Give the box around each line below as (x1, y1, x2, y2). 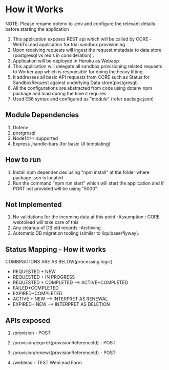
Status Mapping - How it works (5, 245, 106, 254)
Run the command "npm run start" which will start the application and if (12, 180, 164, 186)
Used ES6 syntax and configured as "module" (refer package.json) (12, 96, 154, 102)
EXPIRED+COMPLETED (12, 291, 62, 297)
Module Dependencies (5, 111, 79, 119)
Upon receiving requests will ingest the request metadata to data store (12, 47, 162, 53)
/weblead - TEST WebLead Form (12, 360, 82, 365)
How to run (5, 155, 41, 165)
